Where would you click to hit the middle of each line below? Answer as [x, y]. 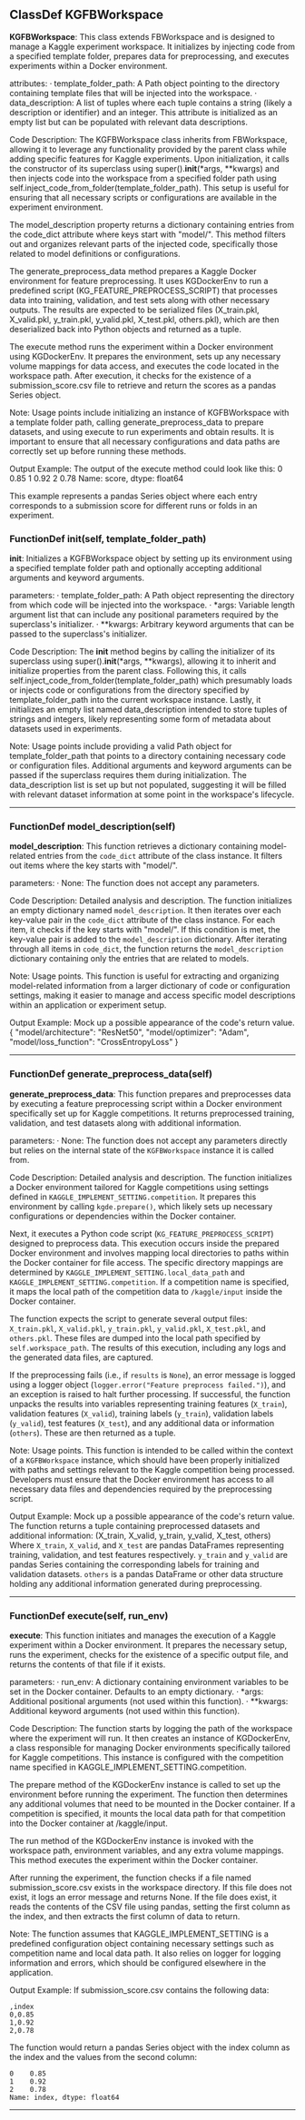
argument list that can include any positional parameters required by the [144, 615]
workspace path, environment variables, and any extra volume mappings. [147, 1850]
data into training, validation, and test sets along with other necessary [140, 300]
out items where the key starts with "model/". [94, 865]
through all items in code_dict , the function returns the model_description [147, 949]
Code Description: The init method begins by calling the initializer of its [142, 652]
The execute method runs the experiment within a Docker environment [142, 346]
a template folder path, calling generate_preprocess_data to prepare [137, 422]
